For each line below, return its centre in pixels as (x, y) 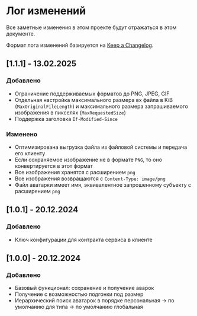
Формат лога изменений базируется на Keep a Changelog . (80, 45)
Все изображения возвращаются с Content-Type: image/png (90, 178)
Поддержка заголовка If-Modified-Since (66, 119)
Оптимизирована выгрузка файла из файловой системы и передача (101, 147)
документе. (21, 33)
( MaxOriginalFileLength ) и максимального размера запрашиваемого (101, 106)
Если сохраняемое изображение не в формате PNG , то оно (88, 159)
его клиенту (30, 153)
